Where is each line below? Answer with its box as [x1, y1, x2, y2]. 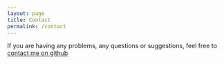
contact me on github [7, 49, 68, 57]
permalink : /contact [7, 23, 67, 30]
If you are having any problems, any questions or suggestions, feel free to [7, 42, 218, 50]
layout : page [7, 10, 45, 17]
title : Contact [7, 17, 51, 23]
